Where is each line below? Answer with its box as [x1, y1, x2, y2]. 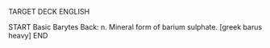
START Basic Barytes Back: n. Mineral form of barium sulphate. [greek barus [8, 22, 263, 31]
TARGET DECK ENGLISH [8, 7, 90, 16]
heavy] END [8, 31, 48, 40]
